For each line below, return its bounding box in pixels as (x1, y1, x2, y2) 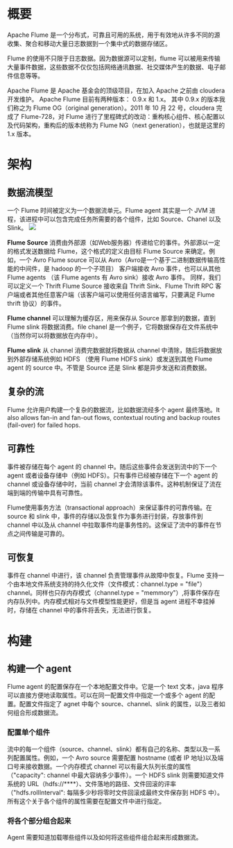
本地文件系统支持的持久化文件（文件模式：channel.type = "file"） (19, 580, 206, 588)
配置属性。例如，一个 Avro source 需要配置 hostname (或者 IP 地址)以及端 (12, 753, 224, 762)
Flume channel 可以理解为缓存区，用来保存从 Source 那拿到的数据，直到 (7, 313, 216, 322)
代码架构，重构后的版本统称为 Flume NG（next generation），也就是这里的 (12, 121, 225, 129)
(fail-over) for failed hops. (7, 421, 81, 429)
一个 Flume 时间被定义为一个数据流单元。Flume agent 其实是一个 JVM (7, 206, 208, 214)
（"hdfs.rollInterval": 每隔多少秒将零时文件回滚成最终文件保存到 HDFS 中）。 (7, 788, 224, 797)
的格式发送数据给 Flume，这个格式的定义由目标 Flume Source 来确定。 (7, 247, 209, 255)
